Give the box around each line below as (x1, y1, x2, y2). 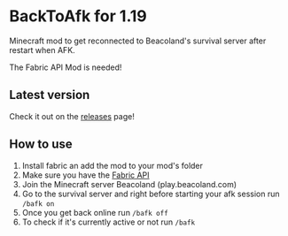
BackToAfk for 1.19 (9, 6, 148, 27)
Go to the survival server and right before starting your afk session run (21, 188, 281, 199)
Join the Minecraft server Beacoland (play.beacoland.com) (21, 179, 237, 189)
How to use (9, 137, 73, 152)
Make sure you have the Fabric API (21, 170, 150, 180)
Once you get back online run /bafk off (21, 207, 168, 217)
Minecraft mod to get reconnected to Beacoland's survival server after (9, 35, 267, 46)
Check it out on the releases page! (9, 110, 135, 121)
